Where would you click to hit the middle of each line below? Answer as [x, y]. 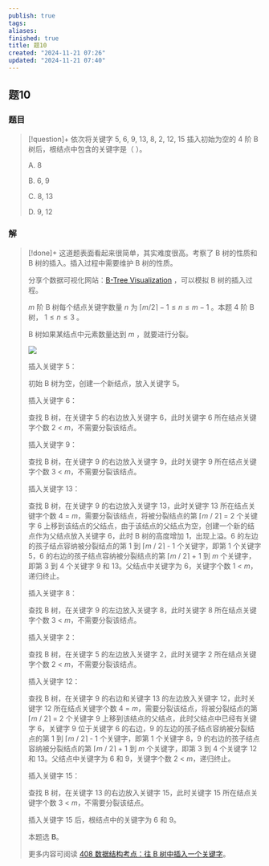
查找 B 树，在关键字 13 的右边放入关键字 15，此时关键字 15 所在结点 [139, 792]
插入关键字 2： [53, 637]
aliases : [23, 30]
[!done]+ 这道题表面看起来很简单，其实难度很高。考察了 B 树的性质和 [143, 253]
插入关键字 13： [54, 488]
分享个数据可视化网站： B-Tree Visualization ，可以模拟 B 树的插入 [137, 280]
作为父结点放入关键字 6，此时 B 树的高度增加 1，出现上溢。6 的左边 [147, 535]
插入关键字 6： [53, 400]
